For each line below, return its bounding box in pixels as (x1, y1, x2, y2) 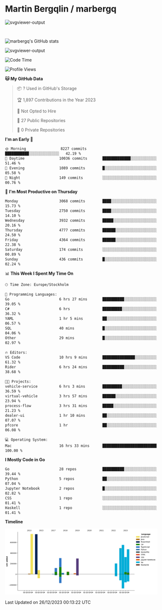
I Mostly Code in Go (5, 456, 45, 462)
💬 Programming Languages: (5, 292, 57, 297)
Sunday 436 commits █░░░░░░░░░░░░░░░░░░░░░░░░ (5, 257, 157, 262)
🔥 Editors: (5, 350, 28, 355)
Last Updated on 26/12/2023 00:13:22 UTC (5, 599, 91, 605)
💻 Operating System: (5, 437, 48, 442)
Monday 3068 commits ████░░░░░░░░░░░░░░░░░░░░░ (5, 199, 157, 203)
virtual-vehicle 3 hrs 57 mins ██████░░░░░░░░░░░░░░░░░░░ (5, 393, 157, 398)
